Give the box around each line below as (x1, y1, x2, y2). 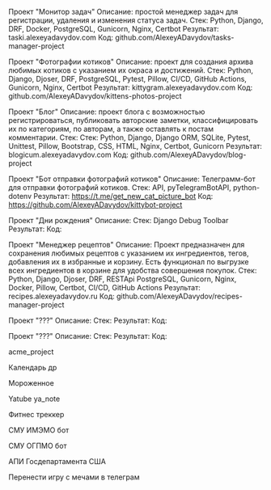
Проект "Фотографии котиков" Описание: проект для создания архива (8, 57, 253, 66)
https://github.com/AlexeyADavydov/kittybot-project (8, 200, 183, 209)
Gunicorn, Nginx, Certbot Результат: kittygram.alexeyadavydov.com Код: (8, 82, 253, 92)
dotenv (8, 192, 32, 201)
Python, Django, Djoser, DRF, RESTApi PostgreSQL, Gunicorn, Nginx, (8, 274, 237, 284)
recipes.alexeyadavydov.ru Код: (8, 291, 115, 301)
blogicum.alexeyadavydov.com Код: (8, 150, 129, 159)
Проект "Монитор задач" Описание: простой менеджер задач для (8, 7, 239, 16)
